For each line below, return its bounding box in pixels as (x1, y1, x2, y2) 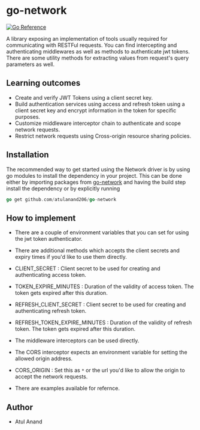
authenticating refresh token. (14, 307, 87, 315)
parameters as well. (6, 61, 55, 68)
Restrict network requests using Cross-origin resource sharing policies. (14, 132, 192, 139)
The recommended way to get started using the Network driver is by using (6, 166, 190, 173)
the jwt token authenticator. (14, 235, 83, 243)
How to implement (6, 213, 76, 223)
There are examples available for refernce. (14, 385, 120, 392)
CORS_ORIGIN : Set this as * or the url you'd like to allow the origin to (14, 367, 186, 374)
